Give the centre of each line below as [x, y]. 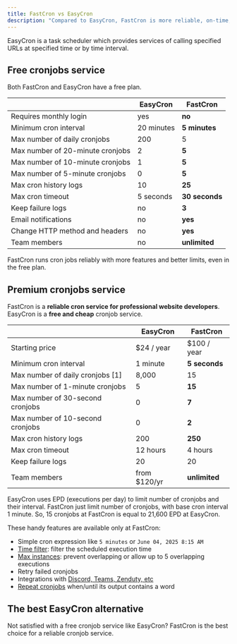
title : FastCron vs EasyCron [50, 14]
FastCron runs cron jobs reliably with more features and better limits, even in [119, 260]
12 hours [151, 450]
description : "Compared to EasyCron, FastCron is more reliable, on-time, [120, 20]
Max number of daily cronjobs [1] [66, 375]
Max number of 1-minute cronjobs [68, 387]
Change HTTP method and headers [69, 231]
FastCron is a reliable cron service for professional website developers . [114, 307]
